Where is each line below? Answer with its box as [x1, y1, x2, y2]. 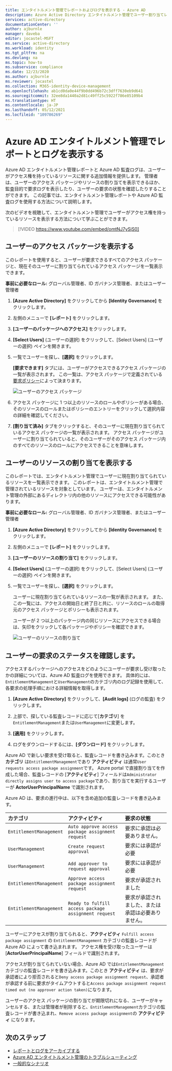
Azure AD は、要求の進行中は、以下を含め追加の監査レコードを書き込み [5, 795, 157, 801]
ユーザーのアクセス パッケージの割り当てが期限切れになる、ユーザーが [5, 997, 155, 1003]
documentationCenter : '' [5, 21, 58, 27]
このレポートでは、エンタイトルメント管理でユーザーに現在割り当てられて [5, 473, 162, 479]
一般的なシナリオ [12, 1060, 49, 1067]
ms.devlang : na [5, 55, 38, 60]
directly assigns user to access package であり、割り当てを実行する [5, 778, 153, 784]
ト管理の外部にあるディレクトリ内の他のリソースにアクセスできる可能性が [5, 492, 162, 498]
